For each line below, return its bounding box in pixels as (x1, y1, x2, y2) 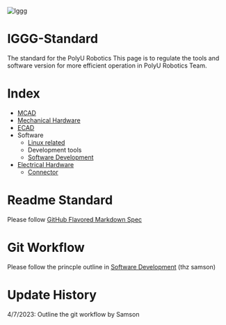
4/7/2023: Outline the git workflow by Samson (7, 310, 140, 318)
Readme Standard (7, 192, 113, 208)
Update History (7, 287, 97, 303)
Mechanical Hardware (17, 116, 81, 125)
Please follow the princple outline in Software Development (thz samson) (7, 262, 216, 271)
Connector (27, 168, 59, 176)
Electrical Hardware (17, 160, 74, 168)
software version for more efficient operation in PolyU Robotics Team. (7, 61, 207, 70)
